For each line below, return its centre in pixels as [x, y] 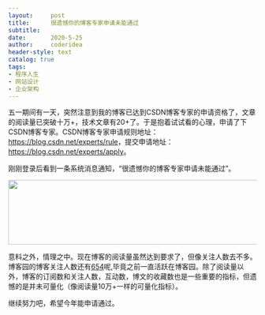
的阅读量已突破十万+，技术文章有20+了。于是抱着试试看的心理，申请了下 [127, 122]
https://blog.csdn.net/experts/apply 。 [69, 152]
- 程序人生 [24, 74]
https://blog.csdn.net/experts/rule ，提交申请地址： [91, 142]
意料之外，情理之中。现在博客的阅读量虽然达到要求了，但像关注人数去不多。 [132, 257]
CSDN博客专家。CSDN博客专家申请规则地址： [83, 132]
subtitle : [24, 30]
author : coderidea [45, 45]
